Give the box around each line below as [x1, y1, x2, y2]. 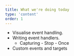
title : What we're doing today [5, 7, 70, 12]
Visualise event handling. [12, 30, 63, 36]
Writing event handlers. [12, 35, 60, 41]
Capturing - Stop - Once [19, 40, 69, 46]
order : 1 [5, 16, 23, 21]
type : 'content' [5, 12, 38, 17]
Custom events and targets [12, 45, 68, 52]
